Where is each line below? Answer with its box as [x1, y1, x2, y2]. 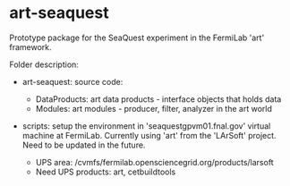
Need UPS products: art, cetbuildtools [35, 166, 176, 177]
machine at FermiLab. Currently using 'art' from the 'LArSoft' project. [21, 130, 277, 140]
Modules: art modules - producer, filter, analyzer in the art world [35, 103, 273, 114]
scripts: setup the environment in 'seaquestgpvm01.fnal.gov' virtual [21, 120, 271, 131]
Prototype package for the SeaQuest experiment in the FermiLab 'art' [9, 32, 265, 43]
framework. [9, 41, 52, 52]
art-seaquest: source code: [21, 76, 124, 87]
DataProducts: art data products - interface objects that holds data [35, 93, 282, 105]
